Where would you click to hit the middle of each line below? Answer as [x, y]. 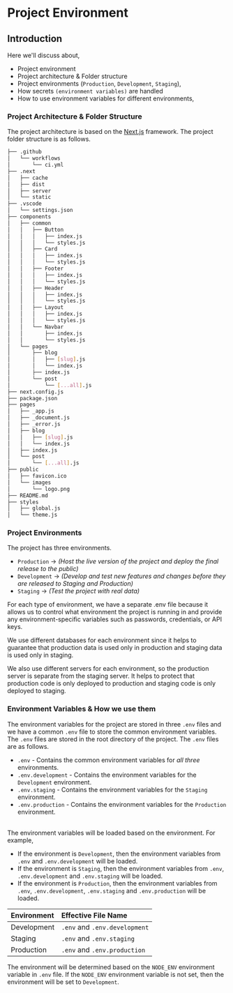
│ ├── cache [28, 178]
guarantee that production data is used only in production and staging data [115, 648]
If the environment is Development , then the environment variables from [119, 854]
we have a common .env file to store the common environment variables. [112, 732]
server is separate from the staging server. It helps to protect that [101, 676]
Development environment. [54, 782]
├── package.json [32, 398]
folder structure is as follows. [49, 139]
